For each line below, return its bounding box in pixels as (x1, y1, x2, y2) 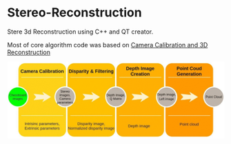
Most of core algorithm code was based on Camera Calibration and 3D (7, 40, 208, 49)
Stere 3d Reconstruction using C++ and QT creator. (7, 27, 154, 36)
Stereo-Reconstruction (7, 5, 143, 21)
